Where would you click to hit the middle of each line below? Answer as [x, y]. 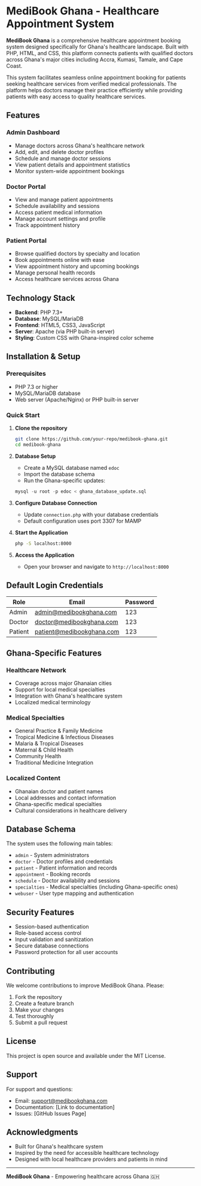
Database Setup [35, 456]
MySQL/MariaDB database [48, 393]
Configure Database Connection [56, 503]
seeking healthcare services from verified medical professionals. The [92, 84]
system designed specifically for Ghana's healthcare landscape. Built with [97, 47]
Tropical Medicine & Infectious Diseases [64, 737]
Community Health [38, 756]
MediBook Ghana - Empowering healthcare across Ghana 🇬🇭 [83, 1176]
